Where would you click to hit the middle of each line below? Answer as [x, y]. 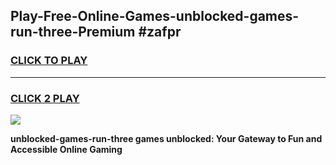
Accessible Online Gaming [66, 149]
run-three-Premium [73, 32]
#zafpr [160, 32]
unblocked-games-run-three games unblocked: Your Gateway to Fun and [166, 138]
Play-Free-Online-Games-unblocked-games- [155, 16]
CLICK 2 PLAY [45, 98]
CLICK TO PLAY [49, 61]
